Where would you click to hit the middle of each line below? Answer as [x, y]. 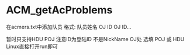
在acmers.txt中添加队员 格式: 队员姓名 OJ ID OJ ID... [69, 27]
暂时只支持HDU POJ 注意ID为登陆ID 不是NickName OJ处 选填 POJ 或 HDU [95, 39]
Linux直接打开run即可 [32, 46]
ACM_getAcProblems [59, 10]
